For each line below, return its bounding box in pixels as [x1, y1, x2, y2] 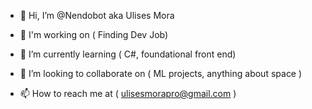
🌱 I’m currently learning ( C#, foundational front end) [19, 48, 237, 60]
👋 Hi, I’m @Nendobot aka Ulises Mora [19, 10, 175, 21]
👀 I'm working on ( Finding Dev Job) [19, 29, 169, 40]
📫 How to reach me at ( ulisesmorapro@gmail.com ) [19, 88, 237, 99]
